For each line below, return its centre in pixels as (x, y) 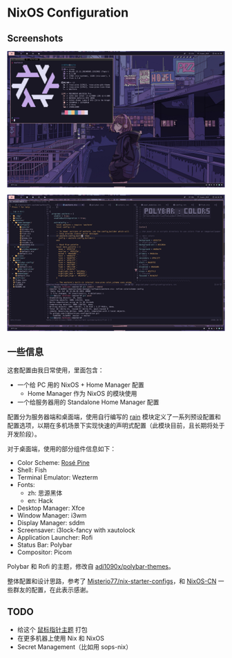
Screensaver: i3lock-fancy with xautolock (76, 530)
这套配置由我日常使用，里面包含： (56, 370)
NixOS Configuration (68, 13)
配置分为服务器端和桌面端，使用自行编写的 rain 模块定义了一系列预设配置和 (114, 417)
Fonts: (26, 484)
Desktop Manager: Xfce (51, 508)
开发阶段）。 (24, 434)
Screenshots (35, 38)
